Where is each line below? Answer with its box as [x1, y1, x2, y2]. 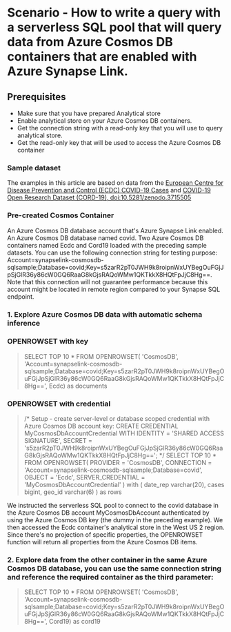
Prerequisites [7, 91, 66, 103]
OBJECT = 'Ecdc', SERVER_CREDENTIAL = [23, 473, 145, 482]
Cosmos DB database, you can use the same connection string [7, 564, 222, 573]
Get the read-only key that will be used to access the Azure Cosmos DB [17, 139, 221, 146]
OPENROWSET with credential [7, 399, 111, 408]
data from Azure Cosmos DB [7, 34, 174, 50]
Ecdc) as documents [48, 382, 108, 390]
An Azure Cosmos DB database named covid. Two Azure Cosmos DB [7, 233, 204, 242]
